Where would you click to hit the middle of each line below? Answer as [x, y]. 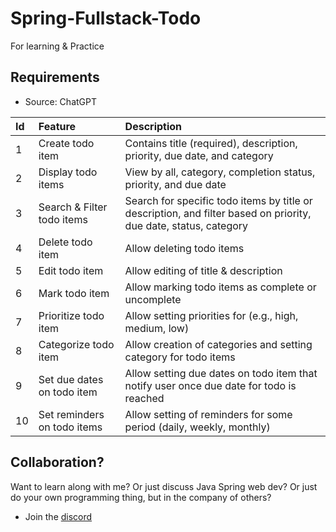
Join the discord [58, 516]
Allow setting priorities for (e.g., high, [211, 315]
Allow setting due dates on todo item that [221, 373]
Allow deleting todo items [184, 248]
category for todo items [180, 357]
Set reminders [71, 414]
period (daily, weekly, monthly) [197, 427]
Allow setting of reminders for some [208, 414]
